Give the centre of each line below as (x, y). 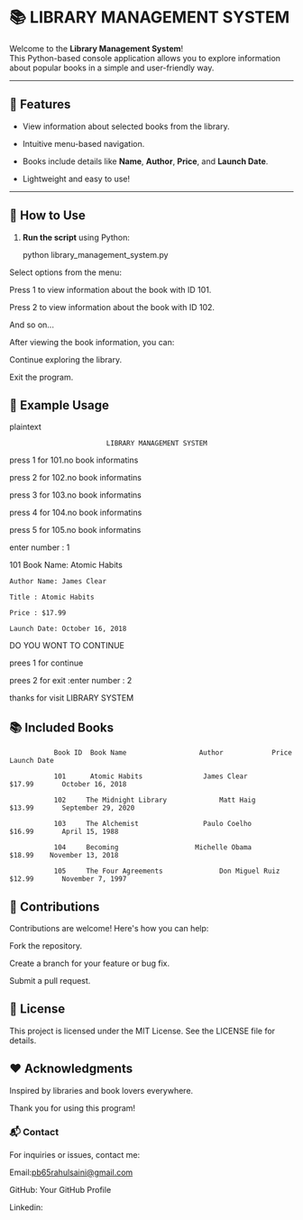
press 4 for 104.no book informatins (76, 513)
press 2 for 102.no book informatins (76, 478)
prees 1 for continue (46, 663)
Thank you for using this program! (73, 1108)
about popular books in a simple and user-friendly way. (112, 68)
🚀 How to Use (47, 216)
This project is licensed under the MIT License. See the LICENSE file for (142, 1031)
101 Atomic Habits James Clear (151, 776)
